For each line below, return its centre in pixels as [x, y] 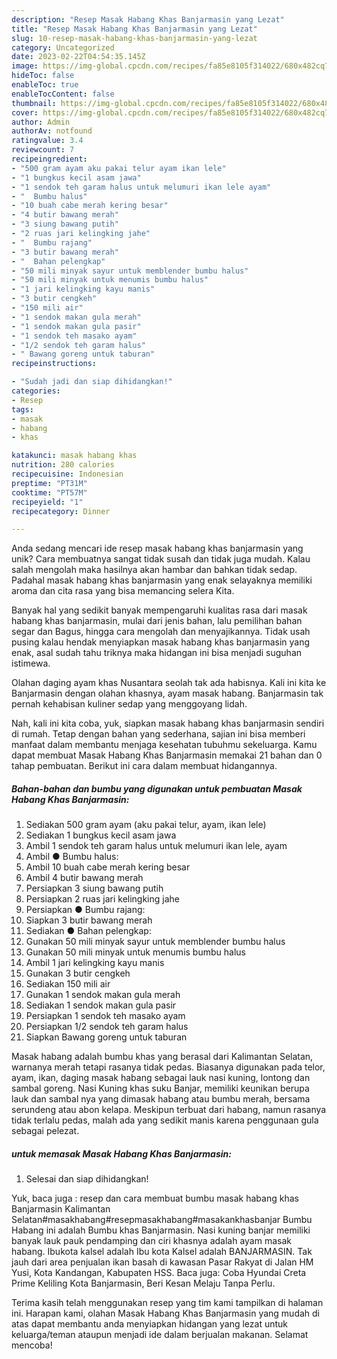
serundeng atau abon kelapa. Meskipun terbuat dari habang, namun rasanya [169, 1110]
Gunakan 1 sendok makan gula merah [103, 995]
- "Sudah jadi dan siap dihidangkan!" [92, 382]
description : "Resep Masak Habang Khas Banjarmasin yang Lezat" [148, 19]
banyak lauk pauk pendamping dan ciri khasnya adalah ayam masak [151, 1241]
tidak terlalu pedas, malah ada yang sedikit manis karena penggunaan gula [165, 1120]
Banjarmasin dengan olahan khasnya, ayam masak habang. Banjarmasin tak [167, 693]
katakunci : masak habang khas [74, 456]
